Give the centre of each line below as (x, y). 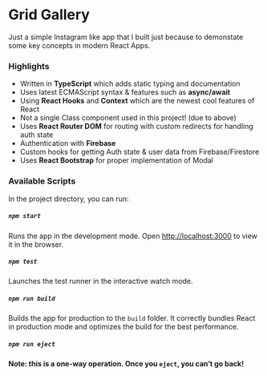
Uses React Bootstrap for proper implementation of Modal (117, 160)
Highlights (29, 66)
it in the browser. (36, 244)
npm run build (32, 299)
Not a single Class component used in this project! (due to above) (128, 118)
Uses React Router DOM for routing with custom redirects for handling (137, 127)
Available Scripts (42, 181)
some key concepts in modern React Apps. (79, 45)
